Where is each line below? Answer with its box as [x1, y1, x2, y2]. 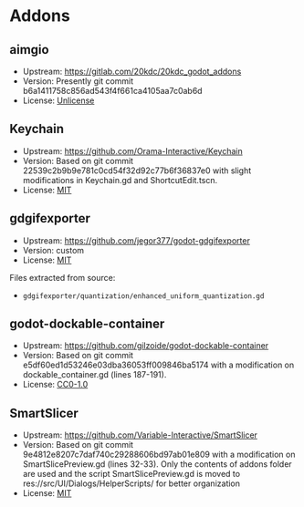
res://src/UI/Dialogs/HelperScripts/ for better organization [22, 478, 240, 489]
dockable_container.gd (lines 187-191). [22, 369, 167, 380]
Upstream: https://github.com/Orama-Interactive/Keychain [22, 145, 244, 156]
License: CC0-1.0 [22, 379, 89, 390]
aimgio [9, 42, 49, 57]
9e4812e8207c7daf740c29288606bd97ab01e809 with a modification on [22, 449, 296, 460]
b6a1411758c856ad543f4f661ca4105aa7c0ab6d [22, 86, 203, 96]
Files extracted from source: [9, 272, 116, 283]
